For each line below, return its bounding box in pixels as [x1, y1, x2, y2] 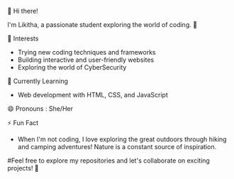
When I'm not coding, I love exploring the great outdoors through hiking [17, 135, 227, 143]
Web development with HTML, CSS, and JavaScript [17, 91, 169, 99]
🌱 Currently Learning [7, 77, 69, 85]
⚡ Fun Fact [7, 119, 39, 127]
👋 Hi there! [7, 7, 39, 15]
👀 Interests [7, 34, 39, 43]
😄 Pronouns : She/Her [7, 104, 73, 113]
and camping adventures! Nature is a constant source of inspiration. [17, 143, 217, 151]
